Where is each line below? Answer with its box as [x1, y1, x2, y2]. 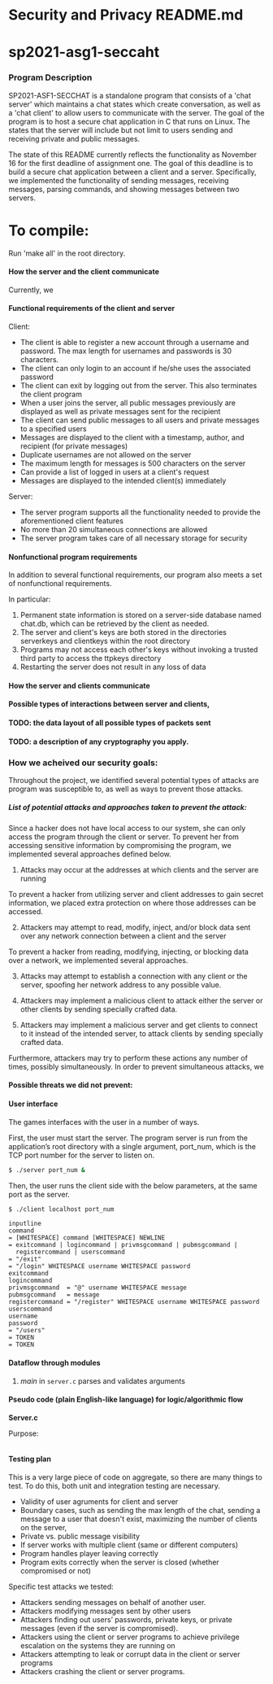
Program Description [8, 72, 93, 83]
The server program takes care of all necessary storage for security [19, 533, 248, 543]
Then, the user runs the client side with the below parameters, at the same [8, 1180, 258, 1190]
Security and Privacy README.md [8, 6, 244, 24]
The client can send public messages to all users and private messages [19, 415, 260, 425]
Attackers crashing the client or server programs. [19, 1667, 185, 1677]
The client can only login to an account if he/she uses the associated [19, 364, 251, 374]
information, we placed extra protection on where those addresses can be [8, 898, 257, 908]
